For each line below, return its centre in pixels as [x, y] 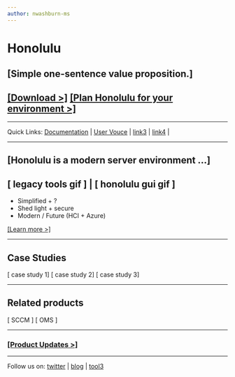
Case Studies [37, 258]
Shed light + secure [46, 208]
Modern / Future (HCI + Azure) [62, 216]
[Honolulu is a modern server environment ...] [109, 160]
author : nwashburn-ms [39, 14]
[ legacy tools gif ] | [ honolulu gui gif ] [92, 184]
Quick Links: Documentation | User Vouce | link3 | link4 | [88, 132]
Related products [45, 303]
